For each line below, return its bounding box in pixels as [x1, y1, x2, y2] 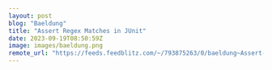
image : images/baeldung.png [8, 42, 104, 50]
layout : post [8, 11, 53, 20]
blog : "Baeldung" [8, 19, 67, 27]
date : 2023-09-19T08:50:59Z [8, 34, 104, 43]
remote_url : [8, 49, 49, 57]
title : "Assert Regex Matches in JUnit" [8, 27, 147, 35]
